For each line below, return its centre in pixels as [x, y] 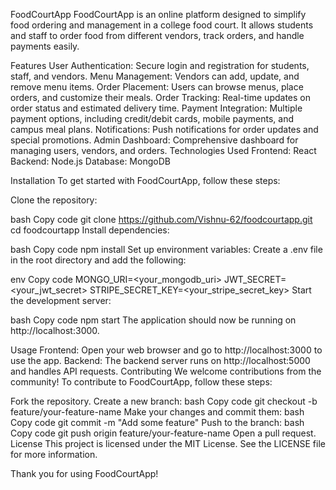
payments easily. [45, 46]
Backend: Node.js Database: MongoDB [90, 161]
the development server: [61, 300]
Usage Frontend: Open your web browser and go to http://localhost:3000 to [166, 350]
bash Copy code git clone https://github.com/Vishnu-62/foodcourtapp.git [161, 219]
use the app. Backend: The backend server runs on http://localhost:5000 [160, 360]
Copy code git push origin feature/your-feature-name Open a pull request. [163, 433]
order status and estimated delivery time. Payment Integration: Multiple [156, 108]
